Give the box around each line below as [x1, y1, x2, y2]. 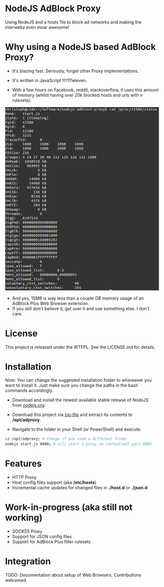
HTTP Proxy [12, 475, 37, 480]
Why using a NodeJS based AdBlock [5, 42, 156, 53]
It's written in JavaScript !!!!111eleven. [12, 77, 87, 83]
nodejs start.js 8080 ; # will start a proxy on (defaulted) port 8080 [5, 442, 152, 447]
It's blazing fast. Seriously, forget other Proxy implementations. [12, 68, 139, 74]
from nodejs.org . [12, 402, 46, 408]
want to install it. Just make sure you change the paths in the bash [5, 382, 138, 389]
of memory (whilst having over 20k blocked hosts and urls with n [12, 92, 143, 98]
